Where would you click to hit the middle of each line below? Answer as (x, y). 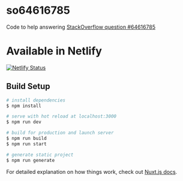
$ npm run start (26, 144)
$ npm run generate (31, 160)
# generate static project (40, 155)
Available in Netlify (54, 51)
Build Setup (28, 86)
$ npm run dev (24, 122)
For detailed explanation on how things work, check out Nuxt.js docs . (92, 171)
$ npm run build (26, 139)
